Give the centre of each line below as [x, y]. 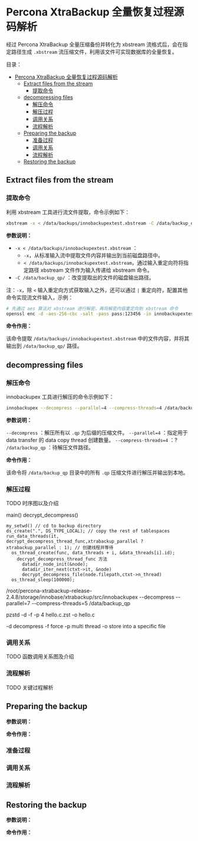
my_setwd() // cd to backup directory [54, 526]
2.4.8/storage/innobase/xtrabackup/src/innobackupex [72, 597]
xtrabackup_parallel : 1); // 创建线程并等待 [60, 548]
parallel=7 [18, 603]
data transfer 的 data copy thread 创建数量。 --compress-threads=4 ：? [92, 440]
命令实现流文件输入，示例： [40, 297]
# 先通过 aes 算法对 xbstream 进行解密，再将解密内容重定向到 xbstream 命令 [92, 309]
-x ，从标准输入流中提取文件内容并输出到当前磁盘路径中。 [93, 255]
